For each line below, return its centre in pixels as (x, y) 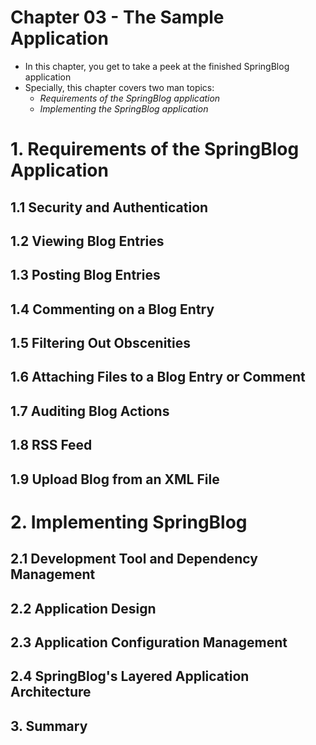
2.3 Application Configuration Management (149, 642)
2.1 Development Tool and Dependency (134, 559)
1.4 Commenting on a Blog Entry (112, 309)
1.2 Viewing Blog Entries (87, 241)
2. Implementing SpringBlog (129, 522)
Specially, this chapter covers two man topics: (119, 87)
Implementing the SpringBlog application (124, 108)
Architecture (51, 692)
